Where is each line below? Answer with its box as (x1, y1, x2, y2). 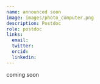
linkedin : (12, 54, 37, 60)
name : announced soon (6, 9, 62, 15)
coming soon (6, 71, 40, 78)
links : (6, 32, 23, 38)
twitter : (12, 43, 34, 49)
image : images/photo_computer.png (6, 15, 95, 21)
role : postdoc (6, 26, 43, 32)
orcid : (12, 49, 29, 55)
